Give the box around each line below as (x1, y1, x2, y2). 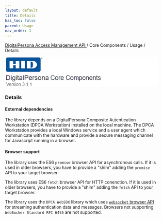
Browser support (5, 148, 40, 154)
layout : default (5, 8, 38, 13)
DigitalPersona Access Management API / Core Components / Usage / (5, 42, 146, 48)
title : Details (5, 13, 36, 18)
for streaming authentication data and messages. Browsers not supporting (5, 204, 154, 210)
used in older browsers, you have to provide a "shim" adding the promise (5, 165, 150, 170)
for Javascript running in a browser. (5, 138, 76, 144)
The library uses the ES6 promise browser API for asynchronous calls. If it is (5, 160, 156, 165)
